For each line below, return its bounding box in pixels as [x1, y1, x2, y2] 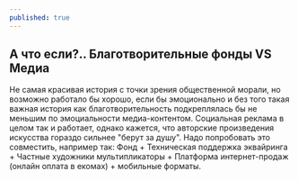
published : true [9, 13, 70, 22]
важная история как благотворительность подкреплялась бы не [9, 103, 258, 114]
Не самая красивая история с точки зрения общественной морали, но [9, 85, 281, 95]
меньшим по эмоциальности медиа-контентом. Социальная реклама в [9, 113, 285, 124]
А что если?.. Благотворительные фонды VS [9, 47, 272, 62]
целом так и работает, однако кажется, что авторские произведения [9, 122, 275, 133]
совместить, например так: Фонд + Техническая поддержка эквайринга [9, 141, 289, 153]
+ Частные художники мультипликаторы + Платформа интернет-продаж [9, 151, 289, 162]
